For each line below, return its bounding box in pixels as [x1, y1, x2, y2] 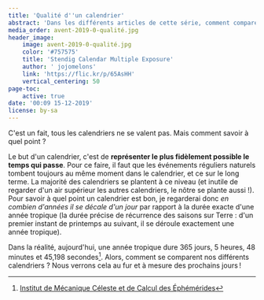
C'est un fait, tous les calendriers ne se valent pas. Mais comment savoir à [8, 128, 249, 138]
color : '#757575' [22, 48, 79, 56]
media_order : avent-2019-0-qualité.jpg [8, 26, 139, 34]
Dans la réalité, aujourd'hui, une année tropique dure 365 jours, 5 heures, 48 [8, 243, 255, 252]
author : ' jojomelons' [22, 63, 97, 71]
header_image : [8, 33, 55, 42]
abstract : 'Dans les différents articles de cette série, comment [8, 19, 230, 27]
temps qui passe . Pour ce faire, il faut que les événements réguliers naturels [8, 161, 256, 169]
